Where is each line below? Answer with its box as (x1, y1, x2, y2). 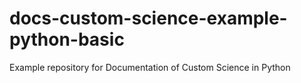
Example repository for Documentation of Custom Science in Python (9, 61, 291, 73)
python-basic (9, 28, 125, 51)
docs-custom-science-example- (9, 7, 288, 30)
